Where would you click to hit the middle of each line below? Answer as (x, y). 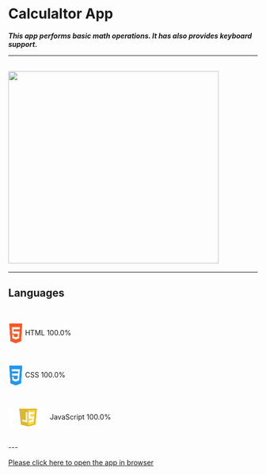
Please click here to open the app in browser (81, 462)
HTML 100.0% (48, 332)
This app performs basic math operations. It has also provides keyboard (130, 36)
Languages (36, 293)
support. (23, 44)
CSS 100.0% (45, 374)
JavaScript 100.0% (80, 416)
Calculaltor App (61, 14)
